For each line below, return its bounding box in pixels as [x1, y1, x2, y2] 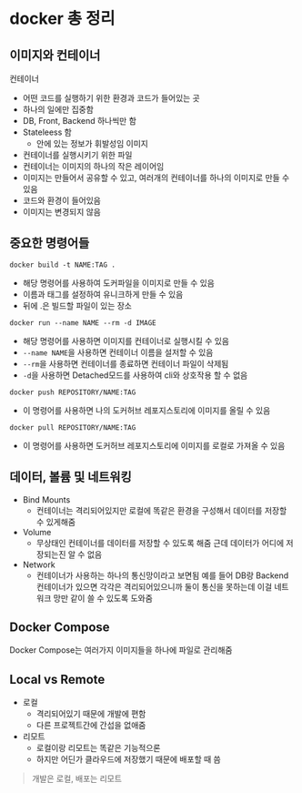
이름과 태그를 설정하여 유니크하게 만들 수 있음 [22, 289, 184, 300]
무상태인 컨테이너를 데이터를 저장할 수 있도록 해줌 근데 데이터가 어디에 [35, 537, 285, 548]
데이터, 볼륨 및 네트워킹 [9, 470, 132, 485]
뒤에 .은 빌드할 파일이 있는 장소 [22, 300, 132, 310]
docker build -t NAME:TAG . [9, 260, 116, 269]
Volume [22, 526, 52, 537]
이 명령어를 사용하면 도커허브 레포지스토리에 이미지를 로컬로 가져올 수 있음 [22, 440, 286, 451]
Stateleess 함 [22, 127, 73, 137]
